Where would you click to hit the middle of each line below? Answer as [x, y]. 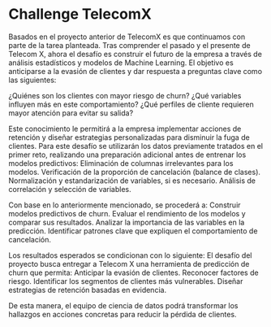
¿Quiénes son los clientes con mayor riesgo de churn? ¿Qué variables [125, 95]
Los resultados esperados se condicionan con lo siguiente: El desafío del [130, 255]
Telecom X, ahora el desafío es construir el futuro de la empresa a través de [135, 54]
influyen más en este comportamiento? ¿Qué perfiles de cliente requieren [131, 104]
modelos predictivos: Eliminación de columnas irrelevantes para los [121, 163]
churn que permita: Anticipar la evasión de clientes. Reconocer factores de [133, 272]
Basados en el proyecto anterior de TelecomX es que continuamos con [127, 37]
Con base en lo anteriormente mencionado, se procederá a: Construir [125, 205]
